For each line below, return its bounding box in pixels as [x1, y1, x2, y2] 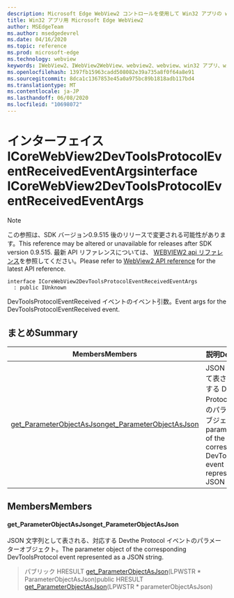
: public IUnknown [13, 284, 68, 291]
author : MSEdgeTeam [7, 23, 64, 30]
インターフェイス [7, 133, 104, 149]
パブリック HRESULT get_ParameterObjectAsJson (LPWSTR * [24, 567, 202, 576]
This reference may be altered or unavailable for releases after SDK [18, 239, 212, 248]
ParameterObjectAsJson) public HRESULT [24, 575, 144, 583]
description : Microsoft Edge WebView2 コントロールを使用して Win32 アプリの [7, 10, 223, 17]
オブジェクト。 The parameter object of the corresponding [19, 545, 187, 553]
